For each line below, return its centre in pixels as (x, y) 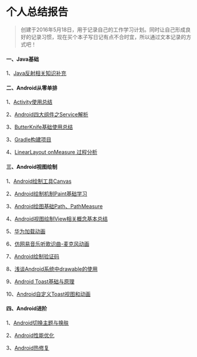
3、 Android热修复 (28, 348)
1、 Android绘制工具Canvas (39, 181)
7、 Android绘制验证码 (33, 256)
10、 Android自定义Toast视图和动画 (48, 294)
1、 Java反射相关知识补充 (36, 73)
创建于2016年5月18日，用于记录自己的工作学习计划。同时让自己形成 (103, 30)
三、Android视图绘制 (32, 166)
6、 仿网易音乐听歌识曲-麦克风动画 (48, 244)
